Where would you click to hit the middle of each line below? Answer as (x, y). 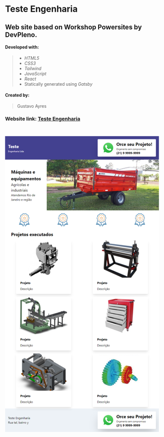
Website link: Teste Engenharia (43, 118)
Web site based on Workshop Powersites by (73, 27)
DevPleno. (21, 34)
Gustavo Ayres (32, 106)
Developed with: (22, 47)
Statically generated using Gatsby (58, 84)
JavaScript (35, 73)
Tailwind (33, 68)
